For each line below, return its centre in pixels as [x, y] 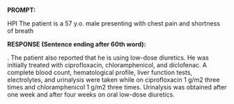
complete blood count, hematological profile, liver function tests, [100, 72]
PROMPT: [22, 10]
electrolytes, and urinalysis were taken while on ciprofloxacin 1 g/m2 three [114, 80]
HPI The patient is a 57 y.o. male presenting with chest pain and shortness [114, 23]
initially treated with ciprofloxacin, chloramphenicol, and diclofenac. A [107, 65]
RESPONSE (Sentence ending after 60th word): [77, 44]
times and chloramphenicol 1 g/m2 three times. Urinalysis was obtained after [117, 87]
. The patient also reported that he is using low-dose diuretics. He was [108, 58]
